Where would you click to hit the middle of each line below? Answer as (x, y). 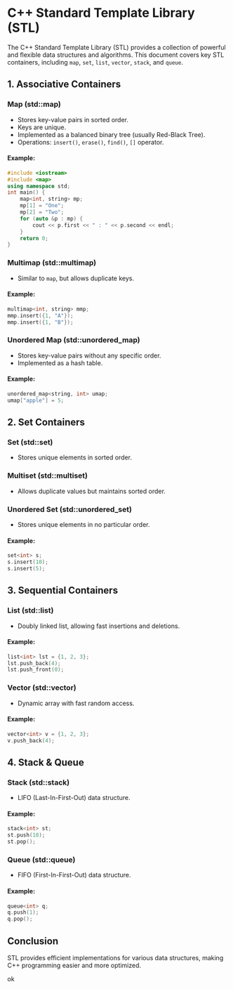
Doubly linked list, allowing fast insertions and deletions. (99, 626)
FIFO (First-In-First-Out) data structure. (74, 875)
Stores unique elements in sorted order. (74, 457)
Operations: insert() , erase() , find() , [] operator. (91, 142)
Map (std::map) (34, 105)
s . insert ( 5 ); (26, 568)
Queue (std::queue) (41, 860)
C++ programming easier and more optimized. (74, 965)
